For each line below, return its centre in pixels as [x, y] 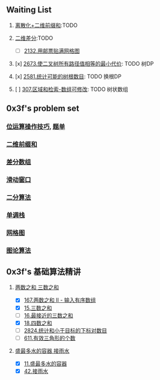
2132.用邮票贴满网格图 [52, 51]
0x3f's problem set [43, 109]
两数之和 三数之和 [37, 287]
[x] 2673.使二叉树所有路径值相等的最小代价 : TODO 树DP [84, 63]
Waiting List [29, 10]
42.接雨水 [36, 371]
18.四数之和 [38, 323]
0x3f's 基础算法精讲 [44, 272]
